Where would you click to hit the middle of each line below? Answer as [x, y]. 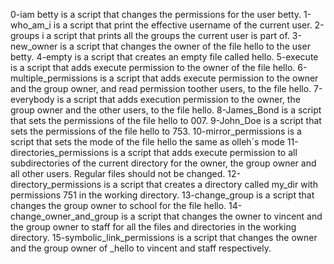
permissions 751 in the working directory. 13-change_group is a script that [162, 195]
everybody [32, 99]
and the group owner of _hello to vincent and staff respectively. [141, 248]
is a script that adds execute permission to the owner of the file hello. [153, 67]
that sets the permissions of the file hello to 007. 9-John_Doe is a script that [166, 120]
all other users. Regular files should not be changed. [118, 173]
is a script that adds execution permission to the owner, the [178, 99]
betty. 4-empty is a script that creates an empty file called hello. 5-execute [164, 57]
